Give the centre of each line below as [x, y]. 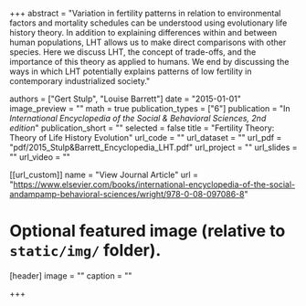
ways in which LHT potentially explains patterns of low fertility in [131, 71]
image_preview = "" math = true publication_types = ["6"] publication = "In [150, 108]
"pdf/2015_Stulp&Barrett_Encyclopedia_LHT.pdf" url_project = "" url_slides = [154, 147]
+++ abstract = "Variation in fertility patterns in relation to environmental [145, 13]
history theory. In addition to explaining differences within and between [143, 32]
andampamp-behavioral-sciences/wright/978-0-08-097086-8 [127, 194]
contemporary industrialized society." [80, 81]
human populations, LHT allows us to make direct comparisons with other [148, 42]
